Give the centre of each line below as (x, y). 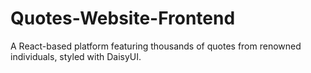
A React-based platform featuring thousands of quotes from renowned (156, 46)
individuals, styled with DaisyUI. (76, 56)
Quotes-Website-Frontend (123, 18)
